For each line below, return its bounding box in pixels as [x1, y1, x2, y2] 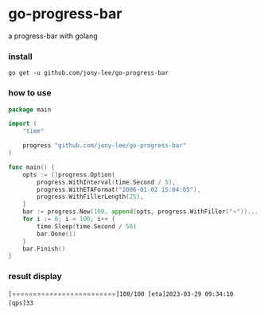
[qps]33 [8, 299, 34, 307]
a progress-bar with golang [8, 31, 98, 41]
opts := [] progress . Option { [22, 170, 115, 179]
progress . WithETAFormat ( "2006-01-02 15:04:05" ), [37, 185, 201, 193]
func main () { [8, 163, 56, 171]
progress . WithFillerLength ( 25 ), [37, 192, 145, 201]
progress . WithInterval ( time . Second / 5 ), [37, 178, 177, 186]
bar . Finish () [22, 244, 66, 253]
